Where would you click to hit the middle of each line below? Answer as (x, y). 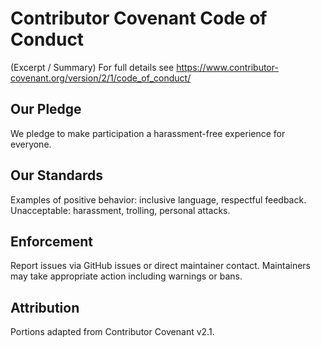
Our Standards (57, 175)
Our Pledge (46, 109)
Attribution (45, 307)
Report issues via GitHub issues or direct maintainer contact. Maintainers (160, 266)
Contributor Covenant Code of (139, 18)
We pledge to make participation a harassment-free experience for (148, 133)
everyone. (31, 144)
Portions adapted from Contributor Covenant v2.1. (112, 332)
